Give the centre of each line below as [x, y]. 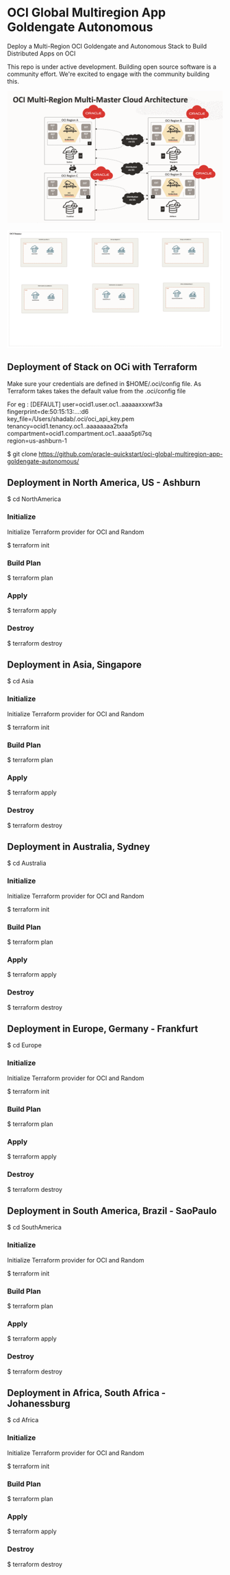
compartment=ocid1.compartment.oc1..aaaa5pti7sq [79, 433]
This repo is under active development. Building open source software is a [112, 66]
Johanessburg [39, 1403]
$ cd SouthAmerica [34, 1228]
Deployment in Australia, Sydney [79, 847]
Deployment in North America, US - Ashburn [104, 482]
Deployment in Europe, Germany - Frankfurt [103, 1028]
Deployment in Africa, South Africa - [87, 1393]
